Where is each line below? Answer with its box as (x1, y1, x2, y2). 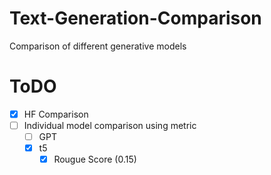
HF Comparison (23, 108, 89, 120)
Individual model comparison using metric (23, 119, 197, 131)
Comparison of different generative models (9, 40, 187, 52)
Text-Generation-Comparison (9, 7, 262, 30)
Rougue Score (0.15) (53, 153, 137, 166)
